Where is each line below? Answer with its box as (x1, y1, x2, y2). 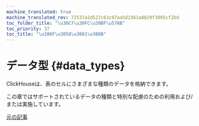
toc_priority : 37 (6, 25, 50, 32)
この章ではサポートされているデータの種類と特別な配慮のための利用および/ (6, 93, 193, 100)
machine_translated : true (6, 8, 71, 15)
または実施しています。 (6, 101, 65, 108)
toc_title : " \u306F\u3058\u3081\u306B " (6, 31, 107, 37)
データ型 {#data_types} (6, 59, 125, 73)
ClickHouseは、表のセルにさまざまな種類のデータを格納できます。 (6, 80, 172, 87)
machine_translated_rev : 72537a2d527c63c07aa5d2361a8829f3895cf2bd (6, 14, 180, 20)
